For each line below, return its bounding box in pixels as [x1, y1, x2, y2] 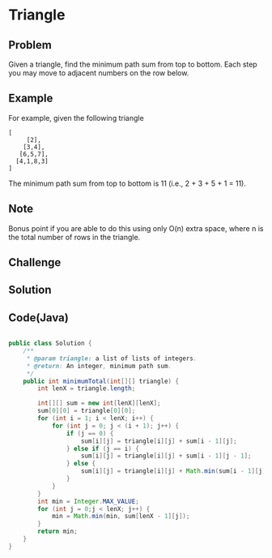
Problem [8, 38, 53, 52]
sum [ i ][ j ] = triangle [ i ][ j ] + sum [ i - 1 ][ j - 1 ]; [80, 452, 252, 460]
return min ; [37, 527, 79, 536]
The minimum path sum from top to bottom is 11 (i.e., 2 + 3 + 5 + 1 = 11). [8, 178, 247, 188]
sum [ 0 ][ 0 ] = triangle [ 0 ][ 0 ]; [37, 407, 136, 415]
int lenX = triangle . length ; [37, 384, 136, 393]
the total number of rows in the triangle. [8, 232, 141, 242]
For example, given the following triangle [8, 113, 144, 122]
